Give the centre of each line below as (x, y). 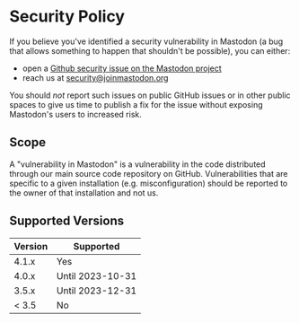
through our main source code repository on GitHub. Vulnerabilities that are (149, 173)
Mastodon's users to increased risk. (75, 114)
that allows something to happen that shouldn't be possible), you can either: (150, 50)
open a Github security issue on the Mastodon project (122, 68)
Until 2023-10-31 (97, 275)
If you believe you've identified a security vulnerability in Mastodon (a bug (146, 41)
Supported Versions (66, 221)
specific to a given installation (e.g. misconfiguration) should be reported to (149, 183)
